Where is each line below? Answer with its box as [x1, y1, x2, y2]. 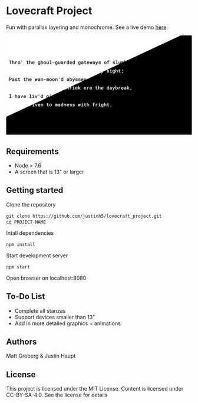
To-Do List [6, 291, 45, 302]
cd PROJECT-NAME [6, 219, 46, 225]
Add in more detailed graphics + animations [14, 320, 121, 327]
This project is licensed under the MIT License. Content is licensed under [6, 385, 184, 392]
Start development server [6, 252, 68, 259]
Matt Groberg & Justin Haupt [6, 352, 76, 359]
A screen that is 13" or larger [14, 168, 84, 175]
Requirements [6, 146, 59, 156]
